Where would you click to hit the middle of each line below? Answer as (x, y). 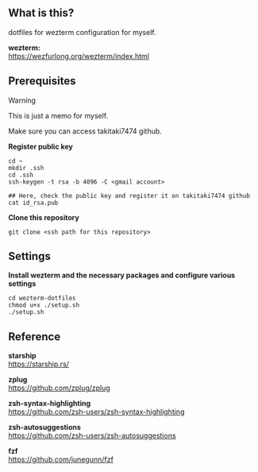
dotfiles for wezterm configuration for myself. (82, 32)
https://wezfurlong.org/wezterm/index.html (79, 56)
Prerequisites (42, 81)
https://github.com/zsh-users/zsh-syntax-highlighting (96, 412)
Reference (35, 337)
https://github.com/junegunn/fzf (61, 459)
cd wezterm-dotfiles (42, 298)
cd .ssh (21, 175)
